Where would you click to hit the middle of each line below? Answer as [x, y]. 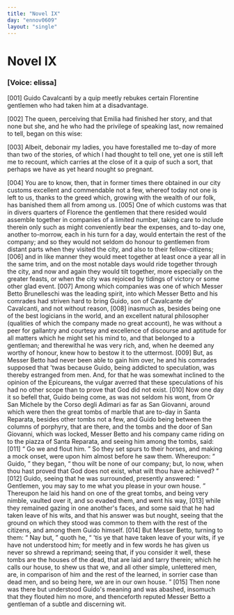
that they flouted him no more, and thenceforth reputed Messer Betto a [109, 596]
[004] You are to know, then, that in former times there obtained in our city [114, 182]
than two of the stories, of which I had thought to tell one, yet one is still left [115, 154]
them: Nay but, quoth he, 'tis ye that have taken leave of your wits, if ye [116, 537]
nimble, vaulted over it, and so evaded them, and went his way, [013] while [114, 500]
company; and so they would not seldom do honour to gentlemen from [109, 241]
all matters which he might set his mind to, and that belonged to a [101, 337]
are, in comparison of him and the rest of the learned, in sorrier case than [112, 574]
